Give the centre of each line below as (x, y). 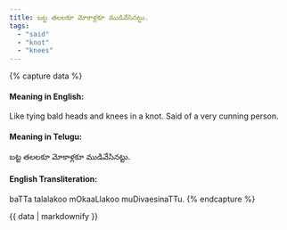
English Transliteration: (53, 179)
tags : (19, 26)
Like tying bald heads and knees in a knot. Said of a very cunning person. (144, 116)
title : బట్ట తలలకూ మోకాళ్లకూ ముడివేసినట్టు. (79, 17)
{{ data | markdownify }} (54, 216)
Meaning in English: (47, 96)
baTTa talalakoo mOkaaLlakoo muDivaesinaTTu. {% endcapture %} (132, 199)
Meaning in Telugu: (46, 136)
